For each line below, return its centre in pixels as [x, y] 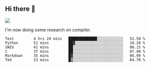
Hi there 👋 [20, 9]
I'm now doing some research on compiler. [48, 30]
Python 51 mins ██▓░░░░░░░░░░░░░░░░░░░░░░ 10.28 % [75, 43]
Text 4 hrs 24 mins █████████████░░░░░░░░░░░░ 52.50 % [75, 39]
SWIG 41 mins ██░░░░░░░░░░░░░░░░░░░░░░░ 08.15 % [75, 47]
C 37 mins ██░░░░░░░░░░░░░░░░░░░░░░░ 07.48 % [75, 51]
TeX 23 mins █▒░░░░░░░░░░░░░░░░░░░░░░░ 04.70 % [75, 60]
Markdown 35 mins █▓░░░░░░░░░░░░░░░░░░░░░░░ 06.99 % [75, 56]
